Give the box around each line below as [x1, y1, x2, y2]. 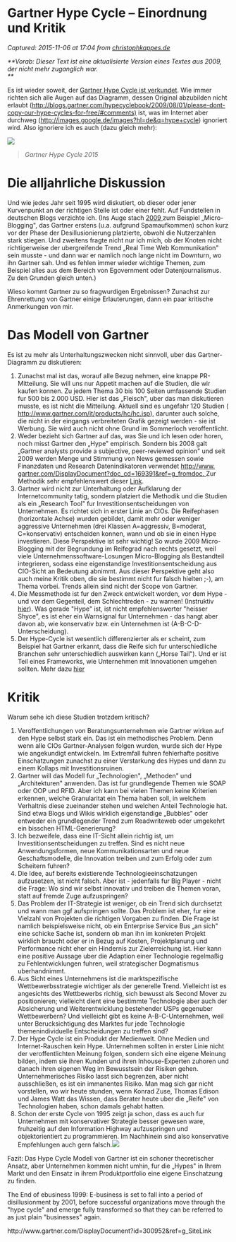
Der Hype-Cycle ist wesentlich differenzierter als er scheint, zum [17, 634, 206, 643]
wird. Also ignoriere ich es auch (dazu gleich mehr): [7, 123, 157, 131]
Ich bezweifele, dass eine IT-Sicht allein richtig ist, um [17, 831, 174, 840]
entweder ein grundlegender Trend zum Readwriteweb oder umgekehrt [17, 816, 225, 825]
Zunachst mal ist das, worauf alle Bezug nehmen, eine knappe [17, 371, 199, 380]
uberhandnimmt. [17, 966, 66, 975]
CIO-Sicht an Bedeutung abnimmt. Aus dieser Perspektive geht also [17, 567, 215, 575]
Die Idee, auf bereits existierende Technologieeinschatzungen [17, 869, 198, 877]
